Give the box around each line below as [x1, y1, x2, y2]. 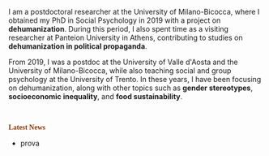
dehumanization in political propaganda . [8, 41, 147, 51]
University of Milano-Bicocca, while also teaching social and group [8, 66, 232, 76]
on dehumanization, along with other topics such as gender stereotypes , [8, 83, 254, 93]
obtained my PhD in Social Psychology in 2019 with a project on [8, 15, 221, 25]
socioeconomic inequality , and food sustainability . [8, 92, 183, 101]
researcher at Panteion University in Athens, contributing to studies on [8, 32, 243, 42]
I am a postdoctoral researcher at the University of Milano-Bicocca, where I [8, 7, 260, 16]
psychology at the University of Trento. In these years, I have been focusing [8, 75, 262, 84]
